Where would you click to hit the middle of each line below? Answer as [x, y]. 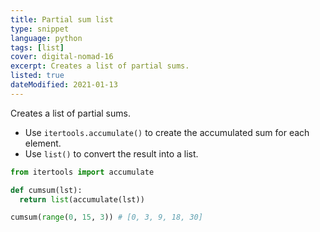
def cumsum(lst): [46, 190]
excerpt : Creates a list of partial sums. [100, 66]
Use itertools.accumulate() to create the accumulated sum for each [167, 132]
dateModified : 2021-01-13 [64, 85]
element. [43, 143]
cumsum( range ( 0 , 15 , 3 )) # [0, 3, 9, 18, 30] [106, 217]
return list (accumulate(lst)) [82, 199]
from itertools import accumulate [82, 172]
